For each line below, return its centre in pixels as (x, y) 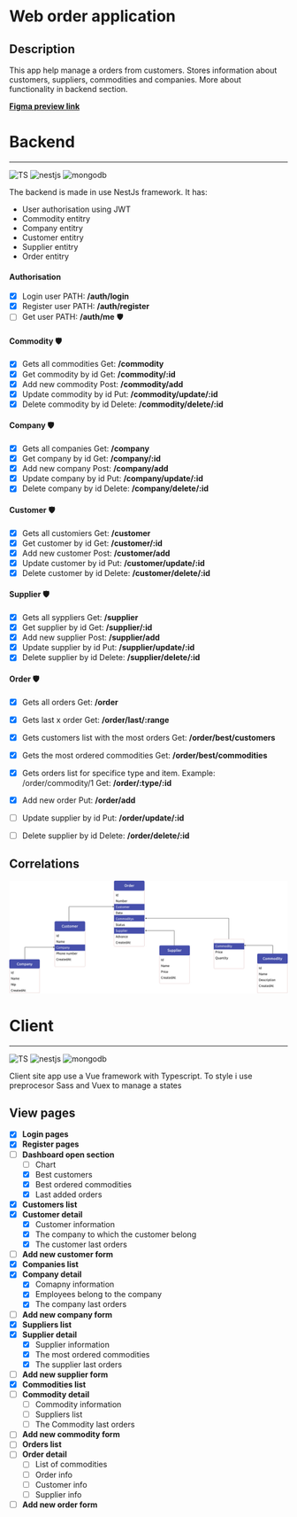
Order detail (45, 1454)
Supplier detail (49, 1334)
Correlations (44, 864)
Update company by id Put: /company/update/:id (112, 478)
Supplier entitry (50, 246)
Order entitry (45, 256)
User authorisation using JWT (76, 209)
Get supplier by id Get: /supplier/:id (87, 627)
